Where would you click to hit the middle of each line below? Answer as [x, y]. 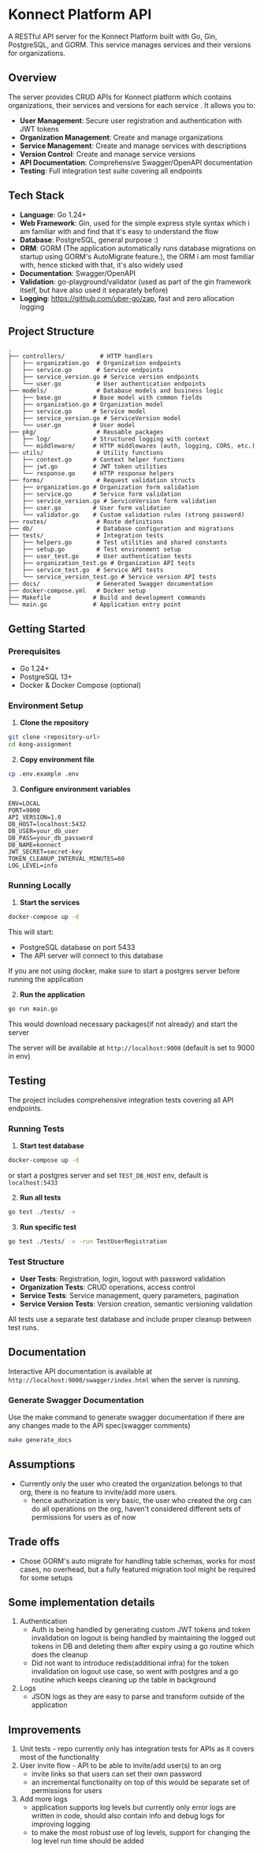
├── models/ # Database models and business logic [116, 391]
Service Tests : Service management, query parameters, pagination [129, 1296]
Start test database [52, 1146]
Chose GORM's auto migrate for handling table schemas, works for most [138, 1561]
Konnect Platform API [80, 15]
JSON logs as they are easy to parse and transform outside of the [138, 1697]
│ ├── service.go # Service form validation [95, 494]
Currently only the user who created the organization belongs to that [131, 1483]
